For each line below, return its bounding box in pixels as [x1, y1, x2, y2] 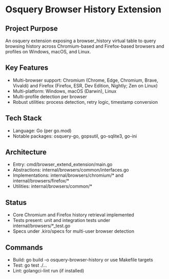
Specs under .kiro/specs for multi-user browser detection [12, 228, 135, 234]
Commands [5, 243, 44, 252]
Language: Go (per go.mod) [12, 127, 72, 134]
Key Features [5, 63, 49, 72]
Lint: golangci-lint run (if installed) [12, 268, 84, 274]
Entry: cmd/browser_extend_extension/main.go [12, 161, 113, 168]
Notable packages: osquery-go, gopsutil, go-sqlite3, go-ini [12, 133, 137, 139]
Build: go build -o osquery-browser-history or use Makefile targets [12, 257, 154, 263]
